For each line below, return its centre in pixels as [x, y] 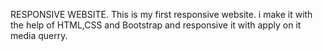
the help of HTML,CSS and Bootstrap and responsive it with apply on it [156, 25]
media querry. [39, 35]
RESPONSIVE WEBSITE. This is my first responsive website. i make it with [161, 14]
